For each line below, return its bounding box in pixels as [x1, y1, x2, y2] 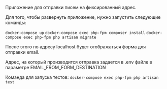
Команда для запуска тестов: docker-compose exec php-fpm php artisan [5, 74, 159, 80]
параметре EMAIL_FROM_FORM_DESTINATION [5, 65, 106, 70]
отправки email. [5, 49, 40, 55]
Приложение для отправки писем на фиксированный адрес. [5, 5, 137, 10]
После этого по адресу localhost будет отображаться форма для [5, 44, 146, 50]
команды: [5, 20, 26, 25]
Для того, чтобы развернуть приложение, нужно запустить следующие [5, 14, 161, 20]
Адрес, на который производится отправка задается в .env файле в [5, 59, 152, 65]
